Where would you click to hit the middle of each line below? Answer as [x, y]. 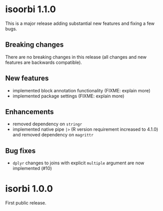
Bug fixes [21, 151]
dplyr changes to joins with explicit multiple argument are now [78, 163]
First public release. [26, 203]
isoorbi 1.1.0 [31, 9]
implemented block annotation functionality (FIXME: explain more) [81, 90]
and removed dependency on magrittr [53, 135]
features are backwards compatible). [44, 62]
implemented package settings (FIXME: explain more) [68, 96]
